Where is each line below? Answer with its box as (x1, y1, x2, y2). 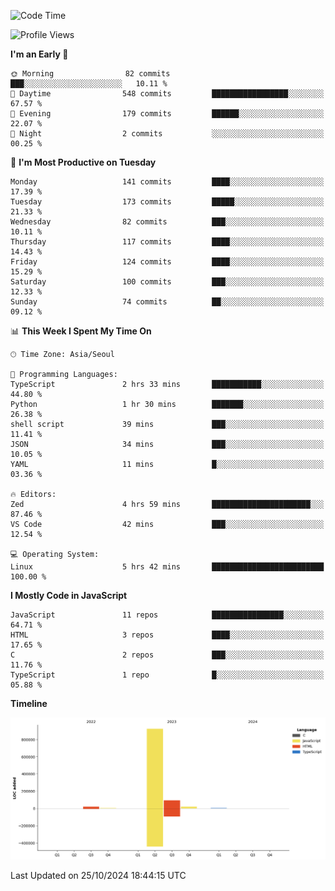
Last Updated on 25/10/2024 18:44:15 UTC (10, 869, 187, 881)
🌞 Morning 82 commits (10, 69, 171, 79)
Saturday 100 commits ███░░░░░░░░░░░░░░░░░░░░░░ (10, 277, 325, 287)
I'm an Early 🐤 (10, 48, 69, 60)
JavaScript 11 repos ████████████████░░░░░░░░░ (10, 610, 325, 620)
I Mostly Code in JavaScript (10, 590, 128, 601)
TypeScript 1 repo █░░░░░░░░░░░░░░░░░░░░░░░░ (10, 670, 325, 680)
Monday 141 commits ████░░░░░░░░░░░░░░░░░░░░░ (10, 177, 325, 187)
